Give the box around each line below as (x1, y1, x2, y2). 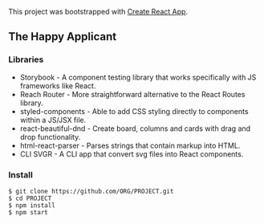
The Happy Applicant (8, 30, 117, 43)
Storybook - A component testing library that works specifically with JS (19, 72, 257, 82)
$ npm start (8, 208, 48, 216)
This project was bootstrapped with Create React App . (8, 7, 189, 16)
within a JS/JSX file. (19, 115, 87, 124)
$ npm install (8, 201, 56, 210)
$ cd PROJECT (8, 194, 52, 202)
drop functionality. (19, 132, 81, 141)
